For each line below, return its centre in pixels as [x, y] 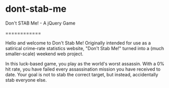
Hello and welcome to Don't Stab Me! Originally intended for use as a [78, 43]
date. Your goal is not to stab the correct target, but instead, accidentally [82, 74]
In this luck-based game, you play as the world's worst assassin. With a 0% [85, 63]
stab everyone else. [26, 80]
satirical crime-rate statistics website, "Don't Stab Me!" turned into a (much [85, 48]
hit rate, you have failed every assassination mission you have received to [83, 69]
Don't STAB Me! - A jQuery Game [40, 23]
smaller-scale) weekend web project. [44, 54]
